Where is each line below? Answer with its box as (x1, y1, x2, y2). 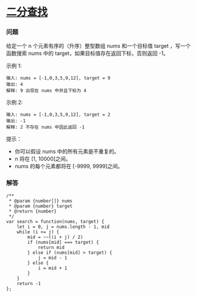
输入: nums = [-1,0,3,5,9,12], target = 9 (6, 75, 111, 81)
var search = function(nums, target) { (6, 218, 105, 224)
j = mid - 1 (37, 254, 67, 260)
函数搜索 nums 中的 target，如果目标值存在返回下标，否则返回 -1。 (6, 50, 169, 57)
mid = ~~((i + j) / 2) (27, 234, 83, 240)
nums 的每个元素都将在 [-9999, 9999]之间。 (14, 163, 123, 170)
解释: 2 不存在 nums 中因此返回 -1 (6, 125, 85, 130)
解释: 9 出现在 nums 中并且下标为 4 (6, 88, 87, 94)
